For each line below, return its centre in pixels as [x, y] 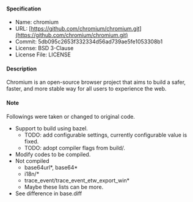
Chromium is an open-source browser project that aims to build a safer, [96, 82]
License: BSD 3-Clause [44, 48]
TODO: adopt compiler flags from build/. [75, 148]
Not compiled [32, 161]
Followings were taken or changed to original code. [71, 116]
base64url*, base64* [51, 167]
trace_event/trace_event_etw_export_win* [77, 180]
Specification [24, 9]
